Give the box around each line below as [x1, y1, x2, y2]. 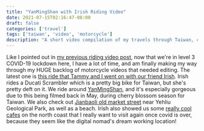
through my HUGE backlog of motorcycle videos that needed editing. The [6, 66, 190, 73]
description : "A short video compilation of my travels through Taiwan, [6, 37, 194, 43]
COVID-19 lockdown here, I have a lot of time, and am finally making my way [6, 60, 197, 67]
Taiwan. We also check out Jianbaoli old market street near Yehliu [6, 98, 171, 106]
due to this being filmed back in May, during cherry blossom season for [6, 92, 185, 99]
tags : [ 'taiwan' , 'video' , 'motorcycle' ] [6, 31, 113, 37]
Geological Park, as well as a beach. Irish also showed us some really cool [6, 105, 192, 112]
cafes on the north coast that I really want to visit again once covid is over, [6, 111, 192, 118]
